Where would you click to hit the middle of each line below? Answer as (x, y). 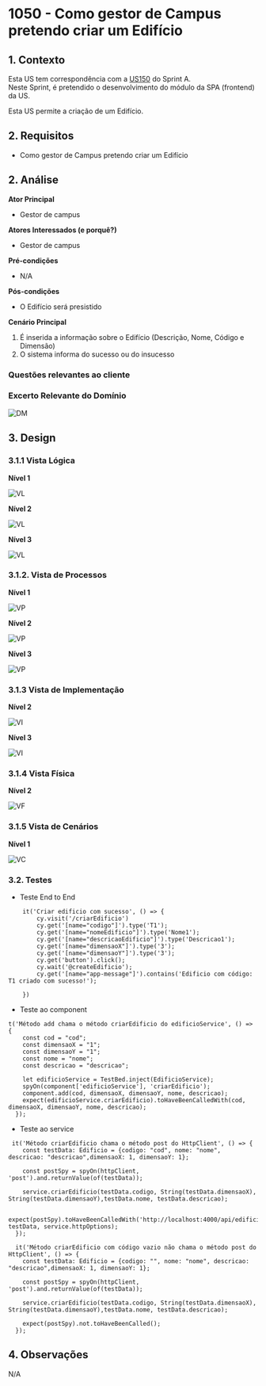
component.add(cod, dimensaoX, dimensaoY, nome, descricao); (125, 1094)
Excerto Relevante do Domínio (67, 395)
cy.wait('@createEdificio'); (85, 968)
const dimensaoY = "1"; (62, 1052)
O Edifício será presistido (61, 307)
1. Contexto (37, 60)
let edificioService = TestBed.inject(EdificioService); (118, 1080)
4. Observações (48, 1355)
